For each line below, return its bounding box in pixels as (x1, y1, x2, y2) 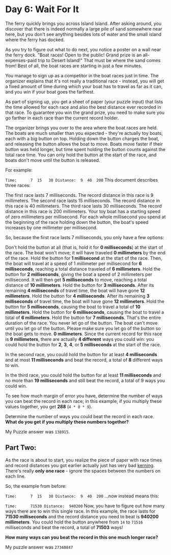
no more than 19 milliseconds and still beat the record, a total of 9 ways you (5, 377, 165, 384)
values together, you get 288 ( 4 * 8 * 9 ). (5, 403, 93, 410)
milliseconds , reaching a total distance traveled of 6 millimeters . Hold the (5, 266, 161, 272)
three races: (5, 182, 31, 188)
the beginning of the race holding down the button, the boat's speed (5, 219, 149, 225)
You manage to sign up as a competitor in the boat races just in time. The (5, 72, 159, 78)
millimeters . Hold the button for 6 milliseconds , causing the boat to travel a (5, 309, 164, 315)
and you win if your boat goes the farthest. (5, 89, 95, 95)
